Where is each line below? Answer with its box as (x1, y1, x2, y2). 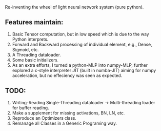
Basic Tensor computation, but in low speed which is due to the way (12, 31, 149, 37)
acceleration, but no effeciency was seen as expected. (12, 73, 122, 78)
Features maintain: (5, 18, 63, 26)
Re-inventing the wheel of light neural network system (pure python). (5, 4, 144, 10)
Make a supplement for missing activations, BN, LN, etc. (12, 110, 125, 116)
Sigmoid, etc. (12, 46, 39, 53)
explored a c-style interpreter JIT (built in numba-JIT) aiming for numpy (12, 67, 156, 73)
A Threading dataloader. (12, 52, 61, 57)
